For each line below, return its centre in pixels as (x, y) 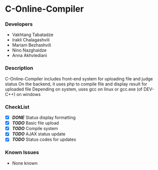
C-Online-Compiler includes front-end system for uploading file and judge (79, 78)
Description (19, 68)
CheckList (17, 107)
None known (25, 163)
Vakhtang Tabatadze (33, 35)
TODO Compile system (35, 129)
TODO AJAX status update (39, 134)
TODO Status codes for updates (44, 139)
